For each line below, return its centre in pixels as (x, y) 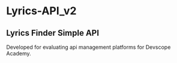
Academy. (19, 53)
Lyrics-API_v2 (41, 11)
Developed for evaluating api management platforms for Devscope (88, 47)
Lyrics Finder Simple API (53, 33)
